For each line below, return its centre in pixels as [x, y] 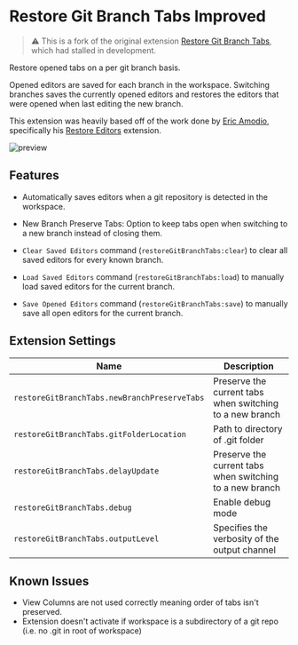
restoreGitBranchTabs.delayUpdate [86, 471]
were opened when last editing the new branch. [96, 103]
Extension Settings [63, 341]
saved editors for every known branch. [93, 259]
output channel [244, 550]
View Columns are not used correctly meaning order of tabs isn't [140, 602]
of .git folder [238, 440]
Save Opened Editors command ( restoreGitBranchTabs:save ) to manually [155, 303]
